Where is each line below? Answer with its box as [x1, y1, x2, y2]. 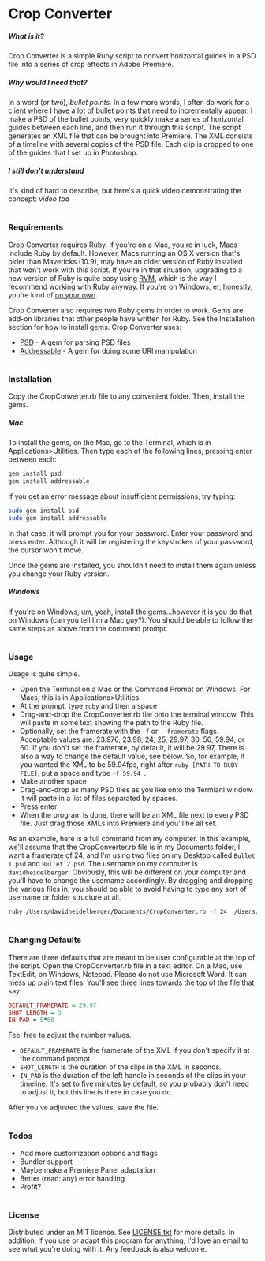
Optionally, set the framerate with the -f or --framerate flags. [19, 727, 219, 736]
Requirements [8, 222, 64, 233]
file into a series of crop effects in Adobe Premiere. [8, 60, 174, 69]
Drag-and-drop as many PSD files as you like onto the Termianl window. [19, 785, 254, 795]
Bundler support [19, 1157, 73, 1166]
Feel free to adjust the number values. [8, 1031, 132, 1040]
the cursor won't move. [8, 545, 84, 555]
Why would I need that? [8, 77, 88, 87]
